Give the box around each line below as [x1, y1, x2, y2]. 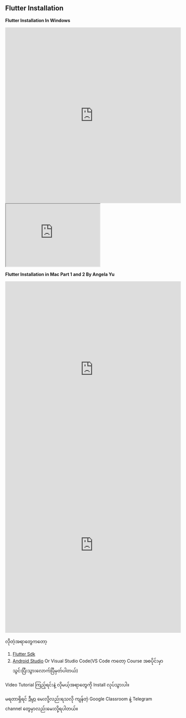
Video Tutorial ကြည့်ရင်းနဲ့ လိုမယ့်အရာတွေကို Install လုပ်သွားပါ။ [5, 681, 129, 687]
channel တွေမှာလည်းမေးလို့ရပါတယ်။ [5, 705, 79, 711]
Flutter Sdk [12, 651, 36, 657]
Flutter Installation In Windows [5, 17, 71, 23]
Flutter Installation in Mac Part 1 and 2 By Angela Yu [5, 271, 115, 277]
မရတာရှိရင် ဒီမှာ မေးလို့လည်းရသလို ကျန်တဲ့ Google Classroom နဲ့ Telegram [5, 695, 152, 702]
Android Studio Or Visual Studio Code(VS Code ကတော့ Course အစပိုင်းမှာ [12, 658, 163, 664]
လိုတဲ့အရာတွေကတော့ [5, 638, 48, 644]
